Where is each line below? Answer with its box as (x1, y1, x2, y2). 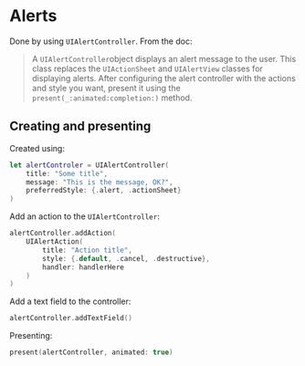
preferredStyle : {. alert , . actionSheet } (26, 186, 182, 195)
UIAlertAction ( (26, 237, 84, 246)
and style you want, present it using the (31, 82, 181, 93)
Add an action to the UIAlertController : (9, 211, 160, 222)
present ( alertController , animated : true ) (9, 348, 174, 357)
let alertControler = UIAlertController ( (9, 161, 170, 170)
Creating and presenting (9, 119, 152, 134)
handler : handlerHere (42, 262, 125, 272)
